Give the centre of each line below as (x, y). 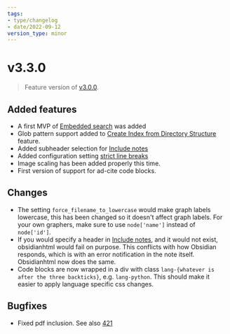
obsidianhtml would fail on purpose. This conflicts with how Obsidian (117, 246)
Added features (42, 109)
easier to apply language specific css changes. (86, 284)
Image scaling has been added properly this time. (89, 163)
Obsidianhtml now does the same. (67, 262)
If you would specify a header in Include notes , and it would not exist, (118, 239)
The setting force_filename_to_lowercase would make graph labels (114, 209)
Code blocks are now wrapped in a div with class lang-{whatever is (116, 269)
